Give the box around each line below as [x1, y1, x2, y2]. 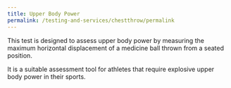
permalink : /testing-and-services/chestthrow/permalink [7, 17, 175, 24]
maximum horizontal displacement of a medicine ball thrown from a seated [7, 44, 224, 52]
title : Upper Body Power [7, 10, 80, 18]
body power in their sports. [7, 72, 86, 81]
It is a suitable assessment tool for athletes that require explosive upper [7, 65, 215, 73]
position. [7, 51, 33, 60]
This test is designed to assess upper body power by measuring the [7, 36, 204, 44]
